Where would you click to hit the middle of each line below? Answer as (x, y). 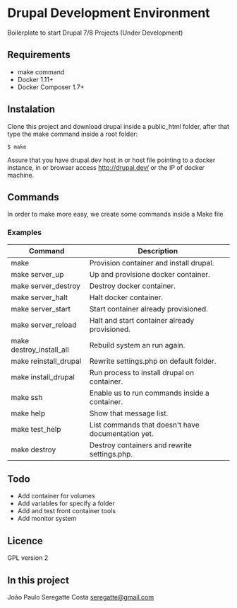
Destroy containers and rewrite (140, 445)
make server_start (41, 309)
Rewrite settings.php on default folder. (153, 361)
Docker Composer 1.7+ (51, 87)
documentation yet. (121, 433)
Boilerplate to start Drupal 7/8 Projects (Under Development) (95, 33)
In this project (38, 580)
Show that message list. (129, 413)
